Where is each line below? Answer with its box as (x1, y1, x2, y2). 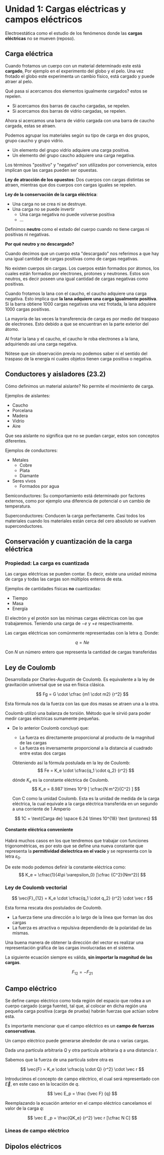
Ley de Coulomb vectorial (5, 884, 68, 891)
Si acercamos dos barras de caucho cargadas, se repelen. (12, 102, 131, 109)
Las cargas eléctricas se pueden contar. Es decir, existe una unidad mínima (5, 571, 157, 577)
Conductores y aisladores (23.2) (5, 370, 106, 379)
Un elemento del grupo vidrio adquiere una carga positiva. (12, 147, 130, 153)
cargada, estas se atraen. (5, 123, 56, 128)
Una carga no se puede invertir (12, 206, 75, 212)
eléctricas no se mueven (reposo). (5, 35, 75, 41)
